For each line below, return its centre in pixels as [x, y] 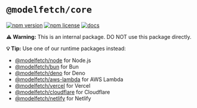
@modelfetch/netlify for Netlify [53, 98]
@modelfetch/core [49, 10]
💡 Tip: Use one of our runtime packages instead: [66, 48]
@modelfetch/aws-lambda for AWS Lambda [69, 79]
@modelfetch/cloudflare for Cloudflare [62, 92]
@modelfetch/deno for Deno [50, 73]
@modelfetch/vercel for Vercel [53, 85]
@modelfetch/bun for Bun [47, 66]
